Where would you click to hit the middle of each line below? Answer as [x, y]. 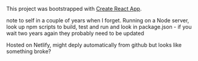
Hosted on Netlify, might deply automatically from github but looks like [94, 45]
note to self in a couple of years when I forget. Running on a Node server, [98, 20]
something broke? [29, 51]
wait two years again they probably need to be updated [75, 33]
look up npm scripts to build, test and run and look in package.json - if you [99, 27]
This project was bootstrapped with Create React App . [74, 9]
